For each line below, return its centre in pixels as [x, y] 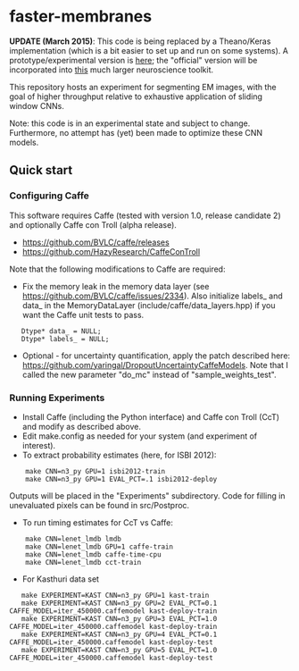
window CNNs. [37, 105]
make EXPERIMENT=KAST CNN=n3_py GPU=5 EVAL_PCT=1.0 [119, 650]
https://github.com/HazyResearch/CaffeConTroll [111, 251]
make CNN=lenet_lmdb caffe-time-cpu [94, 554]
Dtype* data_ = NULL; [61, 331]
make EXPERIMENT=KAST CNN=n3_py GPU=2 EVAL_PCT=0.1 [119, 603]
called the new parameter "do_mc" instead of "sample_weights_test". [149, 374]
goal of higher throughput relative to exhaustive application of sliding [136, 96]
